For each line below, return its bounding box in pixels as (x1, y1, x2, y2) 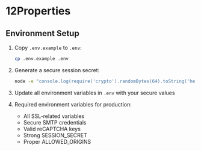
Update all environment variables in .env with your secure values (14, 89, 175, 96)
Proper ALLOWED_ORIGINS (23, 138, 91, 145)
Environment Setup (5, 28, 79, 39)
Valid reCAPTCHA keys (23, 125, 81, 132)
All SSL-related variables (23, 112, 85, 120)
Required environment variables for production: (14, 100, 132, 108)
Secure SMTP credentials (23, 119, 87, 126)
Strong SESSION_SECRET (23, 131, 88, 139)
